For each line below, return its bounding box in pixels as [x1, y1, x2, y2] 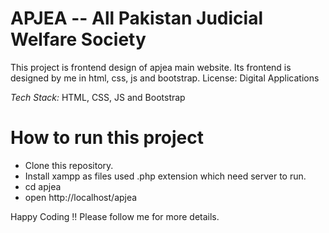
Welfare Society [10, 28, 147, 51]
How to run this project [10, 127, 205, 149]
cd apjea [24, 180, 62, 192]
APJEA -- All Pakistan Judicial [10, 7, 264, 30]
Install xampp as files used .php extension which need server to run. [24, 170, 307, 182]
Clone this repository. [24, 159, 114, 171]
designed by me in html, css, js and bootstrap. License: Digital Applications [10, 72, 320, 84]
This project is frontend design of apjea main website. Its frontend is [10, 61, 292, 73]
